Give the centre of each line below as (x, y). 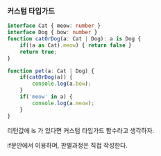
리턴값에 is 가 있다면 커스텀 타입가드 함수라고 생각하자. (81, 130)
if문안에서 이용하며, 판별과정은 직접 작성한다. (68, 145)
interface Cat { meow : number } (54, 26)
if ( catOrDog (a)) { (46, 77)
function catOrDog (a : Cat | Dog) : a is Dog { (74, 39)
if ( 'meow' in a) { (46, 97)
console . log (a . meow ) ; (63, 103)
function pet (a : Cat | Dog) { (51, 71)
